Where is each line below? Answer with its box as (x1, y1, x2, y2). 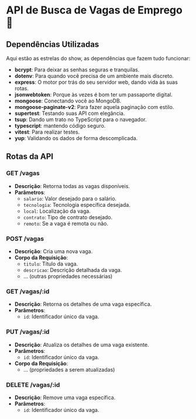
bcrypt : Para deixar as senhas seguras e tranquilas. (14, 66, 140, 73)
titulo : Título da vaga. (23, 260, 78, 267)
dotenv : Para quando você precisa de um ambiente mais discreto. (14, 73, 174, 79)
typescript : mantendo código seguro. (14, 122, 106, 129)
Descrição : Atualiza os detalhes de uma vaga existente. (14, 341, 149, 348)
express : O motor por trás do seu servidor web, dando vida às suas (14, 79, 178, 86)
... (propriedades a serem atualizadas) (23, 366, 115, 373)
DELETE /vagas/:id (6, 380, 60, 389)
